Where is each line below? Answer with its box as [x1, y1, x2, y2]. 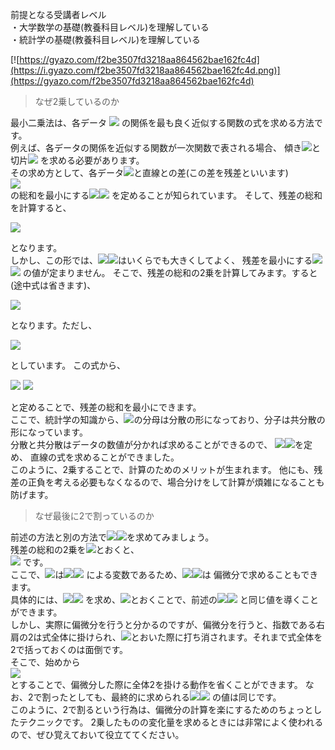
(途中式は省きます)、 [10, 279, 97, 291]
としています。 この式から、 [10, 359, 127, 371]
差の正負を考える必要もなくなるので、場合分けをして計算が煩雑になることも [10, 476, 325, 488]
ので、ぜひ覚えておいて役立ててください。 [10, 729, 185, 740]
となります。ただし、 [10, 319, 98, 331]
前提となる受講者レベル [10, 9, 107, 20]
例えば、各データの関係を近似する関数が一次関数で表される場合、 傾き [10, 142, 302, 153]
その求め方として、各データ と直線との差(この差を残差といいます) [10, 167, 289, 178]
